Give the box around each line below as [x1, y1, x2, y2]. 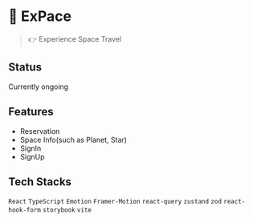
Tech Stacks [8, 175, 72, 188]
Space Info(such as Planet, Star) [19, 135, 127, 144]
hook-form [8, 206, 42, 215]
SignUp [19, 151, 46, 161]
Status [8, 60, 43, 75]
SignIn [19, 143, 42, 153]
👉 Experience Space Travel [27, 34, 122, 43]
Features [8, 105, 54, 119]
